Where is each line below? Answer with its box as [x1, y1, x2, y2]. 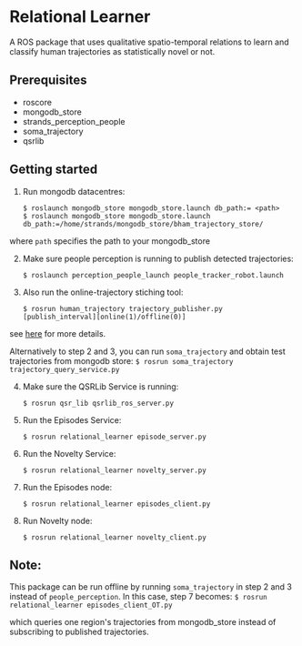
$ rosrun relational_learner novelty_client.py [22, 532, 206, 542]
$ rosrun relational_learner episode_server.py [22, 432, 206, 441]
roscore [22, 96, 53, 107]
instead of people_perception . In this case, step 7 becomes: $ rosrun [9, 591, 267, 602]
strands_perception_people [22, 116, 126, 126]
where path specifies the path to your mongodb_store [9, 235, 211, 247]
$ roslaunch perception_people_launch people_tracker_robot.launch [22, 270, 284, 279]
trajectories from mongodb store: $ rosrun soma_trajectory [9, 355, 234, 366]
